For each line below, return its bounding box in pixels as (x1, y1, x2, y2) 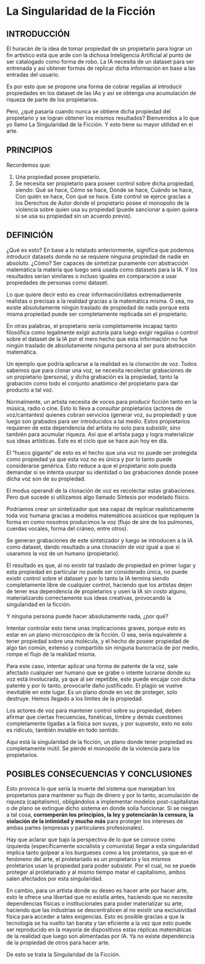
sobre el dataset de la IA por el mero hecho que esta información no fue (6, 335, 188, 343)
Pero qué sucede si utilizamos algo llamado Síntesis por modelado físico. (6, 493, 190, 501)
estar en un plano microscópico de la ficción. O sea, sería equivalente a (6, 631, 187, 638)
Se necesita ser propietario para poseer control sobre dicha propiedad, (15, 180, 195, 187)
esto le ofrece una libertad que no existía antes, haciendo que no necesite (6, 894, 193, 901)
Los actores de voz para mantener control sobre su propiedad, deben (6, 707, 182, 714)
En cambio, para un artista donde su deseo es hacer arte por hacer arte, (6, 887, 188, 894)
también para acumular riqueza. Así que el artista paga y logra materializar (6, 430, 195, 438)
